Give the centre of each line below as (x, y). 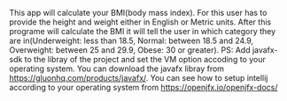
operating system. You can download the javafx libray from (116, 69)
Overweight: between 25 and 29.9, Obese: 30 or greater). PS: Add (130, 50)
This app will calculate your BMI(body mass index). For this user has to (138, 13)
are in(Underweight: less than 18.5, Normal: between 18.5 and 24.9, (132, 40)
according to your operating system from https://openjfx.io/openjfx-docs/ (143, 87)
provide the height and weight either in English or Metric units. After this (140, 22)
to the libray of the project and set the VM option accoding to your (145, 59)
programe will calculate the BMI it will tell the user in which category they (143, 31)
